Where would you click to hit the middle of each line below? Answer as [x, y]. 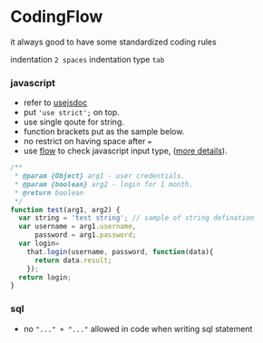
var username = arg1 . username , [78, 227]
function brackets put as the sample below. [104, 132]
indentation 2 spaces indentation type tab [88, 59]
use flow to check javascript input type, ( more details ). [125, 151]
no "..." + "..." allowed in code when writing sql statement [138, 328]
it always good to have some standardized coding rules [113, 42]
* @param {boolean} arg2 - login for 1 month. [104, 184]
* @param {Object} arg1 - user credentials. [99, 176]
